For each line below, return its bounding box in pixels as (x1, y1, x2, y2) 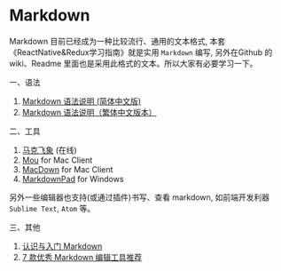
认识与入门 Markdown (21, 241, 103, 251)
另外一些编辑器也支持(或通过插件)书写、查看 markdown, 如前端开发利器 (9, 192, 270, 203)
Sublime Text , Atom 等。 (9, 203, 96, 213)
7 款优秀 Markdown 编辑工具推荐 (21, 251, 143, 262)
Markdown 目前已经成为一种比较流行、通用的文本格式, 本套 (9, 36, 226, 46)
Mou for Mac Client (21, 155, 93, 165)
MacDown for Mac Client (21, 163, 113, 174)
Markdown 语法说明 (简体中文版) (21, 95, 142, 107)
